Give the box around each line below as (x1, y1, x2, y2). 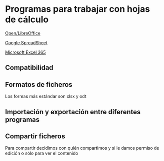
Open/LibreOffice (5, 30, 41, 36)
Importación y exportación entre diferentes (5, 107, 141, 116)
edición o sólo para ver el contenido (5, 150, 78, 156)
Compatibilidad (5, 64, 53, 72)
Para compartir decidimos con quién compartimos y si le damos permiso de (5, 145, 160, 151)
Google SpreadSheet (5, 39, 48, 45)
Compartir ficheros (5, 132, 65, 140)
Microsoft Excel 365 (5, 49, 46, 55)
